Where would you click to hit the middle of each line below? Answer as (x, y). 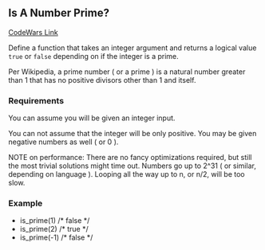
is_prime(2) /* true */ (54, 229)
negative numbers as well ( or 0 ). (63, 142)
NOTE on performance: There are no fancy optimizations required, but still (130, 158)
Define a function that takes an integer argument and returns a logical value (132, 48)
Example (26, 204)
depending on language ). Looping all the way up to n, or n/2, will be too (127, 174)
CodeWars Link (33, 32)
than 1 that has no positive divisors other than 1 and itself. (102, 80)
